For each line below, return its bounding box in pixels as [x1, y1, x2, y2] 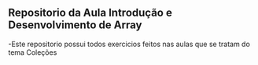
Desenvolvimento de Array [8, 19, 142, 32]
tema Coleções [8, 47, 57, 57]
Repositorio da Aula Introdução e [8, 6, 173, 20]
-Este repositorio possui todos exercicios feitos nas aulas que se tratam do [8, 39, 250, 49]
